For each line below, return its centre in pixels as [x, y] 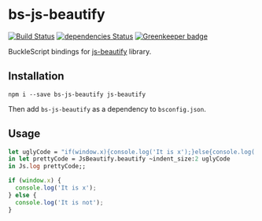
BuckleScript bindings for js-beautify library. [80, 51]
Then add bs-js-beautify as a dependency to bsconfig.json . [107, 109]
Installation [36, 76]
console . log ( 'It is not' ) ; [59, 202]
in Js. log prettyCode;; [47, 167]
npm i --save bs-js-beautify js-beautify [77, 94]
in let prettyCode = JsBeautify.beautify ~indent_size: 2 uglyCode [119, 159]
